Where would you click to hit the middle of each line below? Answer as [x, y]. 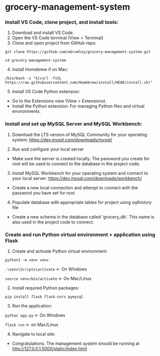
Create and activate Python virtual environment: [60, 251]
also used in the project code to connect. [53, 222]
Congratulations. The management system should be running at [76, 343]
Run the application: [32, 306]
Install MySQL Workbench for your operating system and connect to [80, 173]
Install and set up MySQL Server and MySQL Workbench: [74, 124]
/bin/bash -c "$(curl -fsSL [33, 78]
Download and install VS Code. [43, 33]
